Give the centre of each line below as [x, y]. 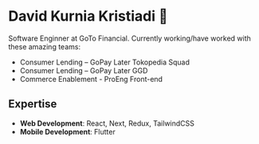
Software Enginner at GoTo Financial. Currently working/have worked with [129, 38]
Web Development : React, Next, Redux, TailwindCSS [107, 123]
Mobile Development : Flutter [67, 131]
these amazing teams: [45, 46]
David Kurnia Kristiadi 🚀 [88, 16]
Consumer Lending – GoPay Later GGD [84, 70]
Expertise [33, 104]
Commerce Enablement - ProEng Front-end [91, 79]
